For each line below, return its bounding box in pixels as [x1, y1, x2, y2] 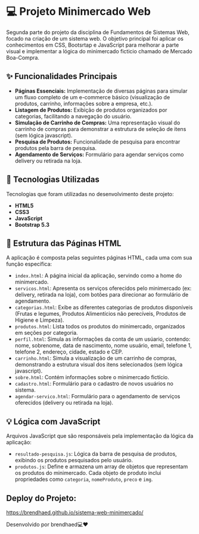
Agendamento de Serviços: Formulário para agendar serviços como [14, 151, 184, 158]
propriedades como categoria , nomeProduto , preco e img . [14, 476, 153, 483]
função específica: [6, 261, 52, 268]
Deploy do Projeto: [6, 493, 76, 503]
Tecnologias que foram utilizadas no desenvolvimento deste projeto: [6, 190, 174, 197]
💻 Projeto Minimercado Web [6, 5, 151, 19]
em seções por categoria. [14, 329, 79, 337]
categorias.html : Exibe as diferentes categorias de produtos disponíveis [14, 304, 193, 311]
